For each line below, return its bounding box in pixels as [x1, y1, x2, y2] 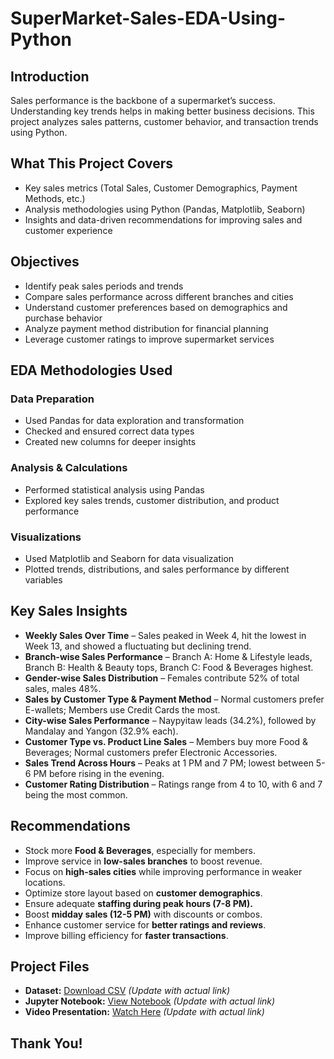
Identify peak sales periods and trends [24, 280, 184, 292]
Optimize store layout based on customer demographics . [24, 887, 263, 899]
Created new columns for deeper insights [24, 436, 197, 448]
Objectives [10, 253, 80, 271]
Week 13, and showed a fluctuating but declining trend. [24, 640, 252, 652]
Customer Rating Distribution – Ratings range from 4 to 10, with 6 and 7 [24, 778, 323, 790]
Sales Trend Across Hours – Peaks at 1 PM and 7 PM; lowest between [24, 757, 314, 769]
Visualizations [10, 530, 82, 544]
